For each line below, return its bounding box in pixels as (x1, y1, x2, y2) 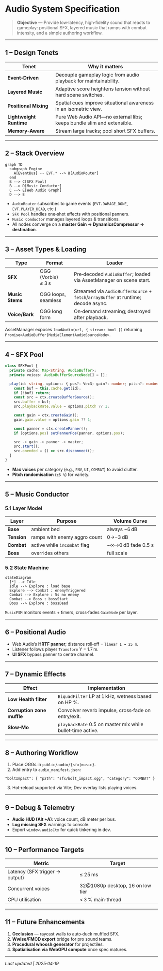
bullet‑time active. (58, 727, 98, 733)
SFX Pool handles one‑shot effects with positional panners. (12, 211, 130, 217)
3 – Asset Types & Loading (5, 245, 86, 253)
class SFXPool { (5, 363, 38, 369)
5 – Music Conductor (5, 490, 69, 498)
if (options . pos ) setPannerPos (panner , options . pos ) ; (14, 431, 125, 436)
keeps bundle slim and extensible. (55, 119, 133, 126)
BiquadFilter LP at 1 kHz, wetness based (58, 693, 152, 699)
